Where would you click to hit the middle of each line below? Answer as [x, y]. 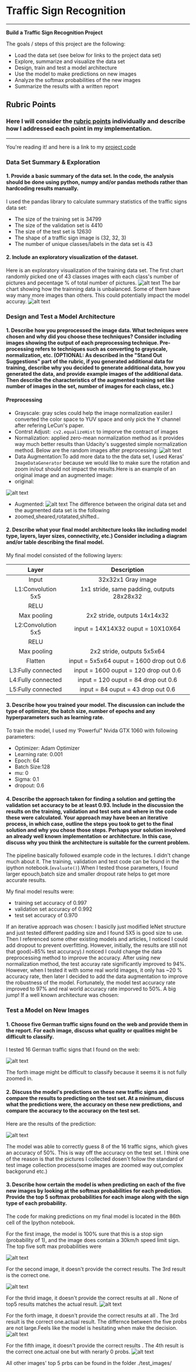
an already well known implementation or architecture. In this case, [89, 836]
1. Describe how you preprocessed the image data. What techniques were [97, 330]
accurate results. [26, 880]
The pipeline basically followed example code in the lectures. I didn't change [98, 855]
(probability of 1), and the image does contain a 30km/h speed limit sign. [93, 1240]
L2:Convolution [35, 625]
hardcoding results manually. [42, 188]
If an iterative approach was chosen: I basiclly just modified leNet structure [96, 927]
